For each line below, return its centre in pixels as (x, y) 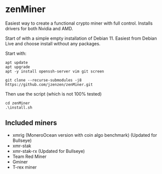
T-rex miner (25, 167)
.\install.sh (19, 107)
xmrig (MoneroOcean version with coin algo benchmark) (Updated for (85, 135)
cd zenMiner (18, 103)
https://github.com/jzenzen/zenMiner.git (49, 84)
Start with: (16, 53)
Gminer (20, 161)
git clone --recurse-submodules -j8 (43, 80)
